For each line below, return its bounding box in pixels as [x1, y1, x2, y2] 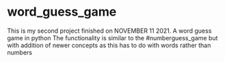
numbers [7, 48, 33, 57]
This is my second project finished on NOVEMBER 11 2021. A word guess [7, 27, 212, 35]
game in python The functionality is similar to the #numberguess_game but [7, 33, 218, 42]
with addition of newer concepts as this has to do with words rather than [7, 41, 211, 49]
